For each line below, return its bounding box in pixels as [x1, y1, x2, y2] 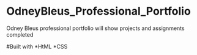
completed [6, 31, 34, 38]
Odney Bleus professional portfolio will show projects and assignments [6, 24, 185, 32]
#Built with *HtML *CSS [6, 43, 68, 50]
